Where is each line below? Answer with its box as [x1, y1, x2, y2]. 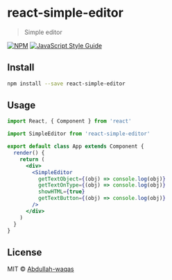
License [7, 246, 42, 258]
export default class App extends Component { [7, 143, 144, 150]
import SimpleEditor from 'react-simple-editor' [7, 130, 150, 137]
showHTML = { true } [37, 188, 85, 196]
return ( [19, 155, 45, 163]
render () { [13, 150, 45, 157]
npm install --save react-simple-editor [7, 80, 126, 87]
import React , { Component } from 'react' [7, 118, 132, 125]
